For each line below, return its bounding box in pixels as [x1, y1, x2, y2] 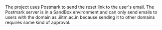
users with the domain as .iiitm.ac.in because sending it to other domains [5, 15, 156, 20]
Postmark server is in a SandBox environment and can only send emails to [5, 9, 158, 15]
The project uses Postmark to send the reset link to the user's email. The [5, 4, 155, 10]
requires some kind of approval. [5, 19, 71, 25]
